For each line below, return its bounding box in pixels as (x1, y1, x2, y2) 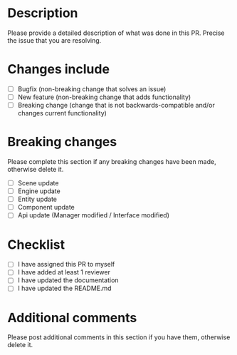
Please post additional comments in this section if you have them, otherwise (7, 333, 231, 341)
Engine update (17, 187, 60, 195)
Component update (17, 203, 75, 212)
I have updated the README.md (17, 284, 112, 293)
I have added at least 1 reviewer (17, 268, 110, 277)
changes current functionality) (17, 109, 107, 118)
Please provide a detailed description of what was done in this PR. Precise (7, 29, 225, 37)
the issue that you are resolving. (7, 36, 102, 44)
